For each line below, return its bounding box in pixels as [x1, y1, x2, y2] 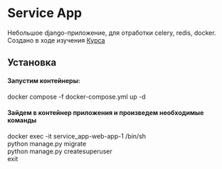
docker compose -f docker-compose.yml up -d [7, 92, 146, 101]
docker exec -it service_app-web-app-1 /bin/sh [7, 131, 147, 140]
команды [7, 116, 37, 125]
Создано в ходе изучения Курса [7, 36, 105, 44]
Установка [7, 57, 57, 69]
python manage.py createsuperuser [7, 147, 112, 156]
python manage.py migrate [7, 139, 87, 148]
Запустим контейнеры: [7, 76, 80, 84]
